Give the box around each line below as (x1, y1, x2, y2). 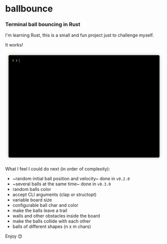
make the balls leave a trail (12, 207, 67, 213)
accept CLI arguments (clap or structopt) (12, 191, 96, 197)
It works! (5, 42, 23, 48)
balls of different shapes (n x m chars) (12, 223, 91, 229)
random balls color (12, 186, 51, 192)
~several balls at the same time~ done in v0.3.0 (12, 181, 111, 187)
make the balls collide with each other (12, 218, 91, 224)
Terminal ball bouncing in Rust (5, 21, 80, 28)
